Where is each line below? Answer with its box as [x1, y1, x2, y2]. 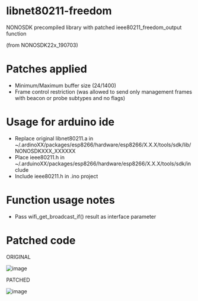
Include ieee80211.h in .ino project [14, 172, 98, 180]
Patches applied [6, 62, 87, 76]
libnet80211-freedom [6, 4, 112, 18]
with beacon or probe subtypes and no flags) [14, 94, 126, 101]
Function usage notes [6, 194, 116, 207]
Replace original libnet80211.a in [14, 135, 94, 142]
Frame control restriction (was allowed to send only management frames [14, 88, 193, 95]
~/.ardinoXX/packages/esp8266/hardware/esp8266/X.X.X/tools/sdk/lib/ [14, 141, 191, 148]
